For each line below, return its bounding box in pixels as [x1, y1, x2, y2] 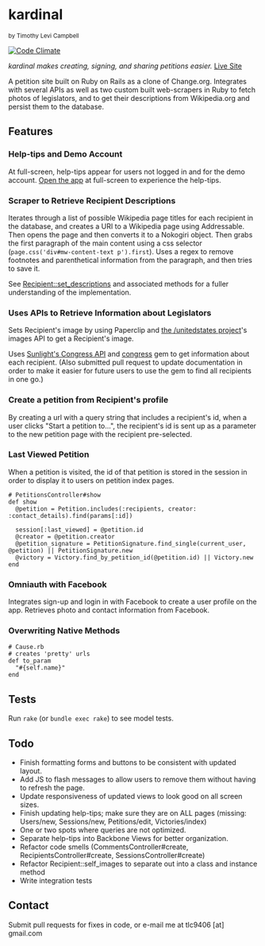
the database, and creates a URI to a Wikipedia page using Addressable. [8, 221, 244, 231]
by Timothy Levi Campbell [8, 32, 79, 40]
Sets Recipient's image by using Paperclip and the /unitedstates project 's [8, 326, 248, 335]
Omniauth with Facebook [8, 578, 107, 589]
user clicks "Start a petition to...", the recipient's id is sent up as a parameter [8, 421, 256, 431]
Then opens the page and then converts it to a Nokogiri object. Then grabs [8, 230, 253, 239]
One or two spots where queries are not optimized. [19, 825, 186, 835]
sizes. [19, 800, 40, 809]
